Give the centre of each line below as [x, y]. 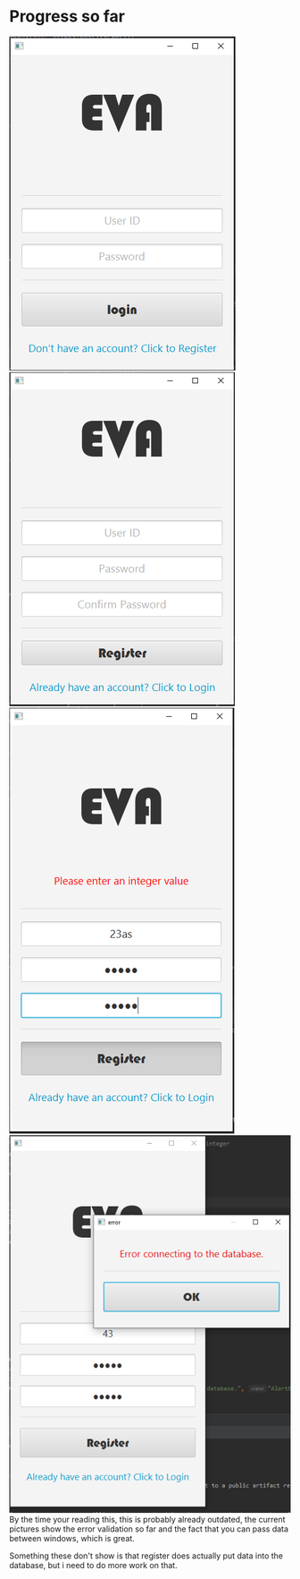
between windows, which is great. [72, 1538]
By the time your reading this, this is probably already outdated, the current [147, 1519]
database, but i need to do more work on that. [93, 1565]
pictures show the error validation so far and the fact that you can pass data [149, 1529]
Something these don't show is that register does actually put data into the [146, 1556]
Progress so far [67, 17]
